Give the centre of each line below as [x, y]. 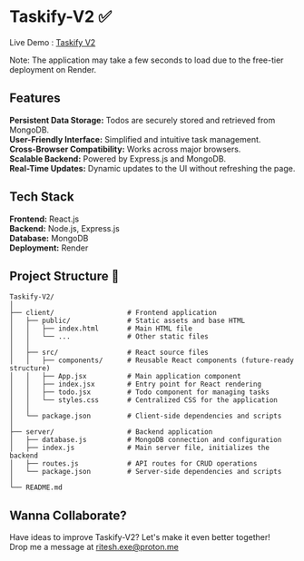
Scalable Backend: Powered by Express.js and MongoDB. [118, 158]
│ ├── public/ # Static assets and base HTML [127, 321]
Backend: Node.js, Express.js [64, 228]
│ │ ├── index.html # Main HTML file [101, 329]
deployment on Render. [53, 69]
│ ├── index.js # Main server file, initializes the [140, 448]
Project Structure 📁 [64, 276]
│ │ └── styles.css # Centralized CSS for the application [144, 400]
